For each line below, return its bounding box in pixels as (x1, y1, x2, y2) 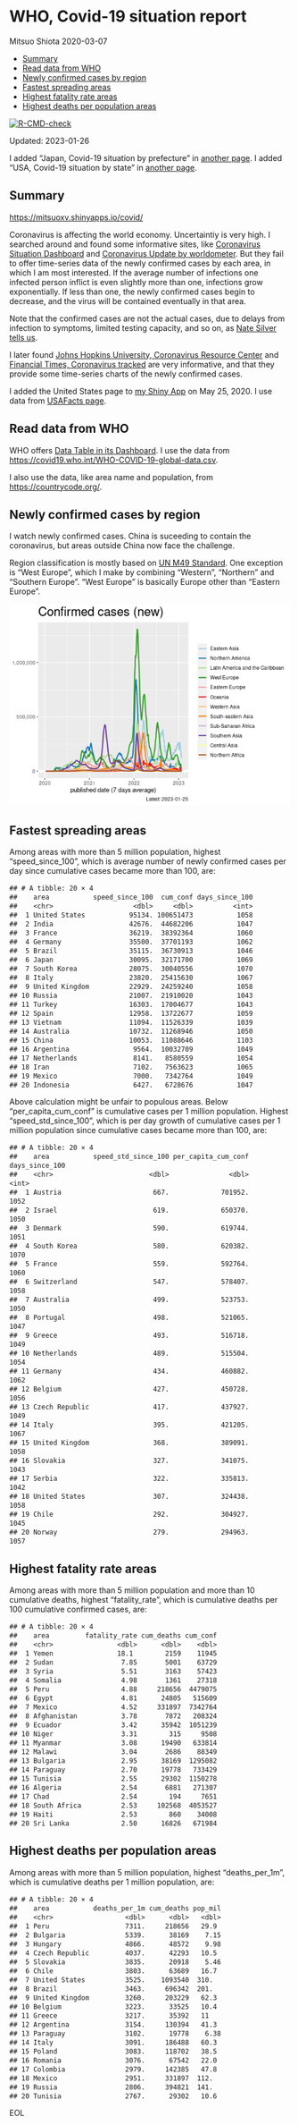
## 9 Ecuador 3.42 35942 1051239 (9, 1721, 218, 1730)
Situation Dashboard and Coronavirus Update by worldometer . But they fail (9, 248, 284, 258)
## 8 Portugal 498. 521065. (9, 1313, 250, 1323)
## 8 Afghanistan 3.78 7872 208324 (9, 1712, 218, 1721)
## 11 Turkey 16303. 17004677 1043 (9, 1000, 253, 1010)
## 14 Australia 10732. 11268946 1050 (9, 1027, 253, 1037)
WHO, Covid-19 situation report (9, 6, 247, 27)
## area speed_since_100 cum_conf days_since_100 (9, 893, 253, 902)
